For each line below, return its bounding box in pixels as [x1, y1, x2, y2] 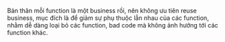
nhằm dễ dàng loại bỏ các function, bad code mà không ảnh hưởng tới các [7, 21, 219, 29]
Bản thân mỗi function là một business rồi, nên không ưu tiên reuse [7, 7, 197, 14]
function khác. [7, 28, 48, 36]
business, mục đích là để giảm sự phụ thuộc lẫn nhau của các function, [7, 14, 209, 22]
